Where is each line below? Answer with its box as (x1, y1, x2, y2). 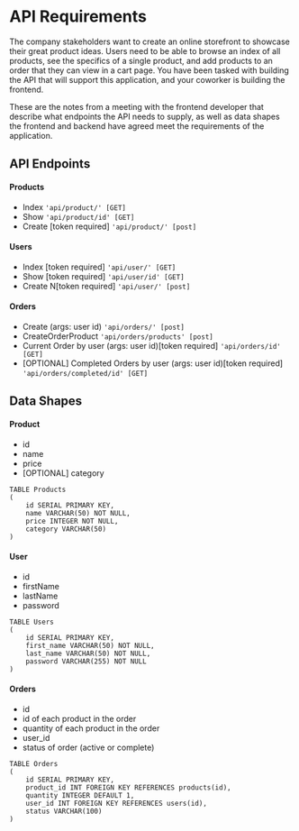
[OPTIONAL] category (22, 467, 105, 479)
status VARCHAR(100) (25, 807, 103, 816)
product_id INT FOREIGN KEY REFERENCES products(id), (25, 782, 231, 792)
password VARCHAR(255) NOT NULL (25, 656, 147, 666)
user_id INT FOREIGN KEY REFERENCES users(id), (25, 799, 207, 808)
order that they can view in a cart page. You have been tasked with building (9, 65, 290, 76)
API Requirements (9, 6, 147, 27)
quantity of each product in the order (22, 723, 160, 734)
